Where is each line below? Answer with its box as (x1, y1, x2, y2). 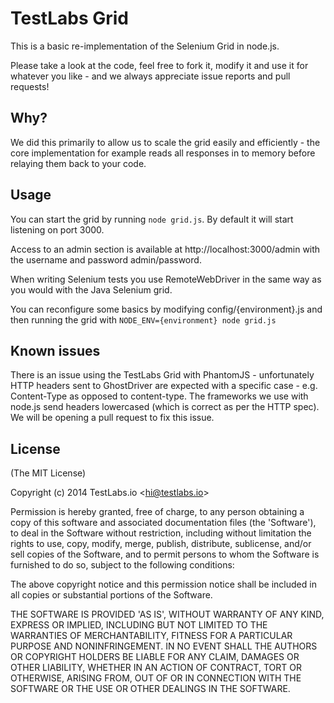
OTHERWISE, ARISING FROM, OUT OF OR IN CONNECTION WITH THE (10, 672, 302, 684)
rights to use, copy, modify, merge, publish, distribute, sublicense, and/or (10, 538, 312, 550)
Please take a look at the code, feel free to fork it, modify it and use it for (10, 59, 309, 71)
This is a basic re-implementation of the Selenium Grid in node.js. (10, 40, 280, 52)
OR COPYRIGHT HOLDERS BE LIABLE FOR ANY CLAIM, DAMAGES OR (10, 651, 300, 663)
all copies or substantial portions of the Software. (10, 589, 213, 601)
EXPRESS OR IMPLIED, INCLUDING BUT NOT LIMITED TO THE (10, 619, 268, 631)
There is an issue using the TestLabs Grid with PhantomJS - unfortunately (10, 369, 315, 381)
